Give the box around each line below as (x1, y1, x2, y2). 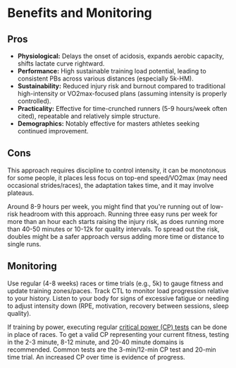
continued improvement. (17, 127, 89, 135)
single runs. (7, 239, 42, 248)
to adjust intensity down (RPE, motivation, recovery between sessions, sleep (7, 302, 229, 310)
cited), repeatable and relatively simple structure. (17, 112, 161, 120)
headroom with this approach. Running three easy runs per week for (19, 210, 218, 218)
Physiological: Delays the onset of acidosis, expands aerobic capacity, (17, 52, 224, 60)
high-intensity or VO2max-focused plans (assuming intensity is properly (17, 90, 228, 97)
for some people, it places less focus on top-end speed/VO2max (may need (7, 173, 228, 182)
